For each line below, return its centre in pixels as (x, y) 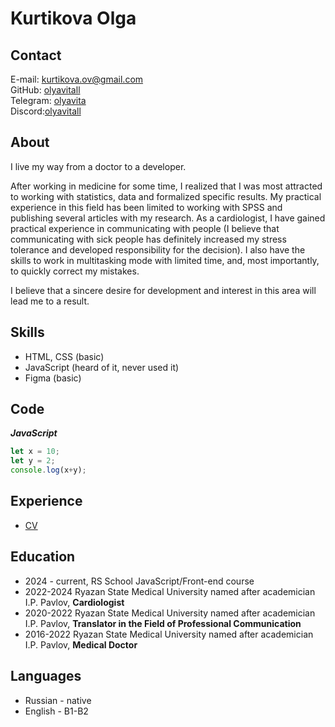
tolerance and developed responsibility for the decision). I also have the (158, 249)
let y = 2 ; (33, 461)
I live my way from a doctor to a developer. (98, 166)
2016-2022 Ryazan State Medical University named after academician (169, 634)
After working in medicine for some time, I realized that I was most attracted (166, 186)
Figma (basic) (53, 378)
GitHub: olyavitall (45, 90)
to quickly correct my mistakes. (75, 271)
